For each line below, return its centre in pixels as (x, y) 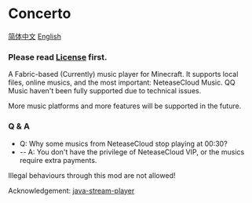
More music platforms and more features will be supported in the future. (125, 106)
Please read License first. (58, 57)
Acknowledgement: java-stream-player (71, 190)
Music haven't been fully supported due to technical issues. (105, 91)
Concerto (40, 14)
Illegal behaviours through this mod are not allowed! (92, 175)
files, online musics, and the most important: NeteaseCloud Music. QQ (122, 82)
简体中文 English (35, 36)
